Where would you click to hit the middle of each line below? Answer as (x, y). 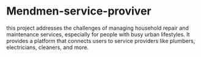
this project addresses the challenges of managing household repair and (98, 28)
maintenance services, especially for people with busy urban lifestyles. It (98, 34)
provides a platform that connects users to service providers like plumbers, (101, 41)
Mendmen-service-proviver (79, 11)
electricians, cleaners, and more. (48, 47)
